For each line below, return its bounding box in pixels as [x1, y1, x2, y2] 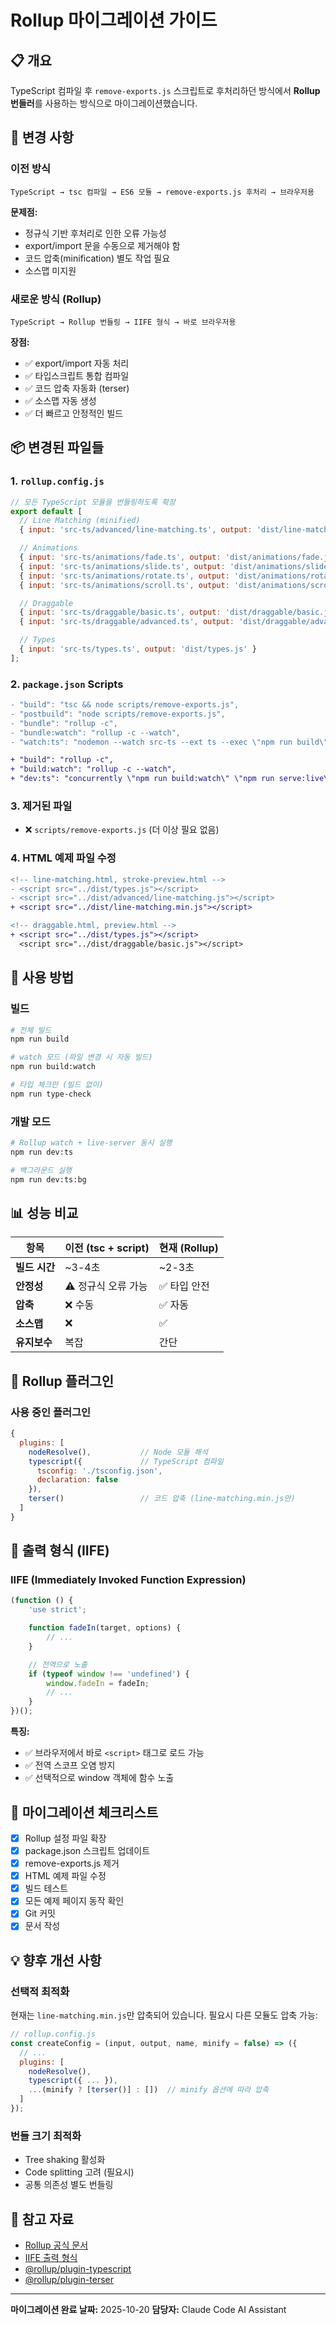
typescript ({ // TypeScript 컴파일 [28, 1456, 224, 1466]
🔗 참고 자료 [10, 2211, 75, 2228]
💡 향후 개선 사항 [10, 1952, 102, 1969]
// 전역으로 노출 [28, 1659, 88, 1670]
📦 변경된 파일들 [10, 439, 104, 456]
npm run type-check [10, 1089, 92, 1099]
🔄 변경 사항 [10, 129, 75, 146]
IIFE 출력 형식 [24, 2252, 78, 2264]
